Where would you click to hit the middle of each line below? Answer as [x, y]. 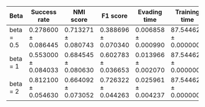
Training [187, 12]
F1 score [115, 16]
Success [44, 12]
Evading [150, 12]
